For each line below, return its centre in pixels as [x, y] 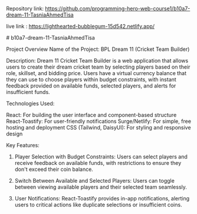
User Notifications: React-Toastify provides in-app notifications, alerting [102, 198]
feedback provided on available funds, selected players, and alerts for [91, 86]
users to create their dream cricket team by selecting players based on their [98, 67]
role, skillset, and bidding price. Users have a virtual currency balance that [96, 73]
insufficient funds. [28, 92]
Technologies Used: [30, 103]
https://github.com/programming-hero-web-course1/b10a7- [118, 9]
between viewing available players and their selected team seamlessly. [101, 187]
